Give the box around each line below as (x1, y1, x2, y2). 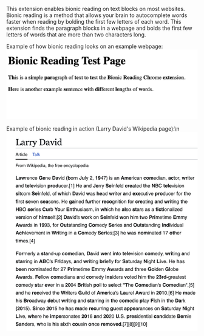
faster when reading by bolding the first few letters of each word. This (6, 18, 182, 25)
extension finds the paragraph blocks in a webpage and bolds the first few (6, 24, 192, 32)
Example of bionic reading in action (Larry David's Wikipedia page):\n (6, 125, 180, 132)
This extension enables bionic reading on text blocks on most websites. (6, 5, 185, 12)
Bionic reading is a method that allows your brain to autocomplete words (6, 12, 188, 19)
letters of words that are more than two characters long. (6, 31, 146, 38)
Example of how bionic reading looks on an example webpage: (6, 43, 163, 50)
